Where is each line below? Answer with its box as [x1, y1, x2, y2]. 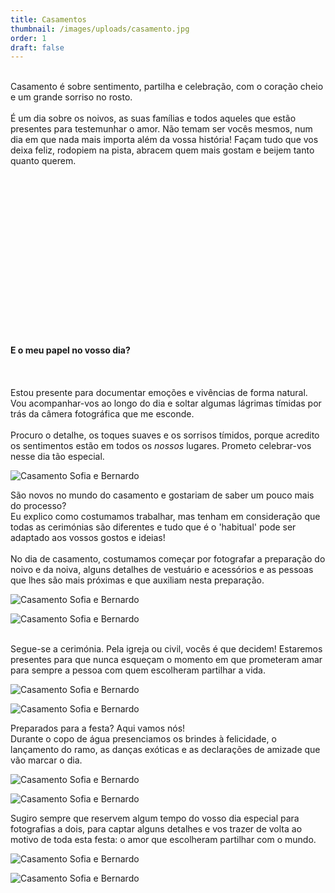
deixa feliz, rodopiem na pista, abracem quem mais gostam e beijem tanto [10, 144, 315, 156]
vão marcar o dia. [10, 754, 83, 766]
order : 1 [10, 33, 47, 43]
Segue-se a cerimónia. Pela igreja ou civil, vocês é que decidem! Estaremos [10, 643, 323, 655]
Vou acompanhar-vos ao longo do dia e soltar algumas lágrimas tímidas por [10, 397, 322, 410]
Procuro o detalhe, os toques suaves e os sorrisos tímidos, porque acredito [10, 429, 320, 441]
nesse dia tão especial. [10, 451, 105, 463]
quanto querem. [10, 155, 77, 167]
